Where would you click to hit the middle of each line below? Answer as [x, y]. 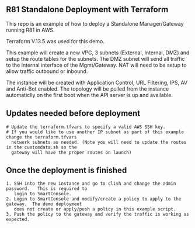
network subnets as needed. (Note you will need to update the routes [99, 142]
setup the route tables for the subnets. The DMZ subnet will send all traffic [95, 58]
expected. [18, 220]
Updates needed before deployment [73, 113]
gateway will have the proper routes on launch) [72, 152]
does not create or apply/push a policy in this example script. [95, 209]
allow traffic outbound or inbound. [47, 71]
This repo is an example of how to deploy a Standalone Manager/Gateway [95, 23]
